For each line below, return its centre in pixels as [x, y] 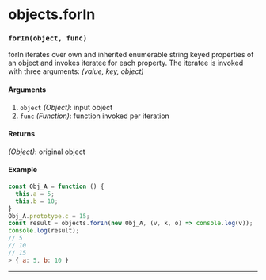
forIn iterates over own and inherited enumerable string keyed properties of [131, 55]
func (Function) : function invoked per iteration [95, 116]
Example [23, 170]
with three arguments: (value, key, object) [76, 71]
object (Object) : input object [66, 107]
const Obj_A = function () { [56, 187]
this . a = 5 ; [35, 194]
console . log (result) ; [44, 231]
